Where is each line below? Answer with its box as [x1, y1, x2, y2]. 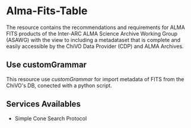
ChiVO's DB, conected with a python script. [6, 82, 113, 89]
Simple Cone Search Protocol [14, 114, 87, 122]
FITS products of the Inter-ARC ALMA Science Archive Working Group [6, 30, 178, 37]
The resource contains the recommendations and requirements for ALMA [6, 24, 185, 31]
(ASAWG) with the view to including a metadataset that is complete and [6, 36, 181, 43]
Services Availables [6, 99, 81, 109]
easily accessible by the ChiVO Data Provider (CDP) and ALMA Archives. [6, 43, 184, 50]
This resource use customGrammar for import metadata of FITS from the [6, 75, 184, 82]
